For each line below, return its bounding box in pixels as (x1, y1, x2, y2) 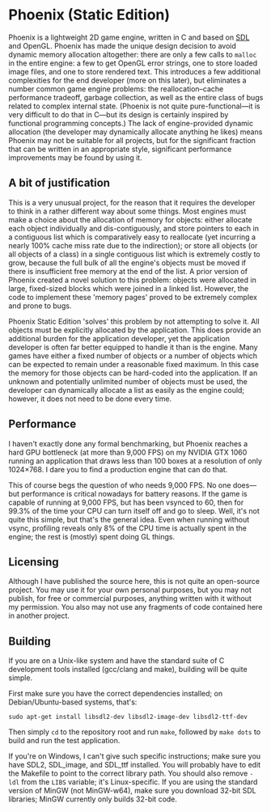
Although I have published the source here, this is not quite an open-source (8, 577, 260, 586)
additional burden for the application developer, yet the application (8, 333, 231, 343)
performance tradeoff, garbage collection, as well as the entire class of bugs (8, 92, 264, 102)
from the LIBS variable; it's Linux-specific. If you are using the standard (21, 777, 258, 787)
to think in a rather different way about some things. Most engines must (8, 206, 247, 216)
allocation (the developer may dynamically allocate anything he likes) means (8, 127, 263, 137)
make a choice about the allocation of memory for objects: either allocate (8, 214, 252, 224)
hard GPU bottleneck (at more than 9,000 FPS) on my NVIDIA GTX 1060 (8, 447, 248, 457)
